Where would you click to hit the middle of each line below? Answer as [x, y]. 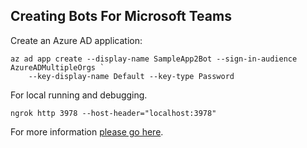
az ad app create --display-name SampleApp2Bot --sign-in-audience [154, 59]
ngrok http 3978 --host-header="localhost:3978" [113, 113]
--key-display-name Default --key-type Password [131, 76]
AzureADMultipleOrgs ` [57, 67]
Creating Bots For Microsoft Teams [121, 16]
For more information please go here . [87, 131]
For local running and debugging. [79, 95]
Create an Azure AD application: [76, 40]
